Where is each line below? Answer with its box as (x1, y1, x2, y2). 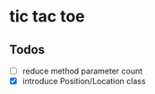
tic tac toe (9, 6, 85, 27)
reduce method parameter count (22, 65, 143, 76)
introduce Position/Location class (22, 76, 146, 87)
